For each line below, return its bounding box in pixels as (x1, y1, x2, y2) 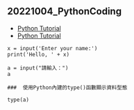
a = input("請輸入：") (7, 64, 69, 72)
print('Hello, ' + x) (7, 51, 70, 58)
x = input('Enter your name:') (7, 45, 98, 52)
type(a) (7, 96, 30, 103)
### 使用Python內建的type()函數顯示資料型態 (7, 84, 128, 91)
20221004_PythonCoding (7, 6, 122, 17)
